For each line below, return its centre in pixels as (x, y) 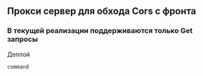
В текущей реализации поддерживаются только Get (100, 31)
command (18, 67)
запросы (23, 39)
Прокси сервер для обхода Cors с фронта (102, 11)
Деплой (19, 54)
